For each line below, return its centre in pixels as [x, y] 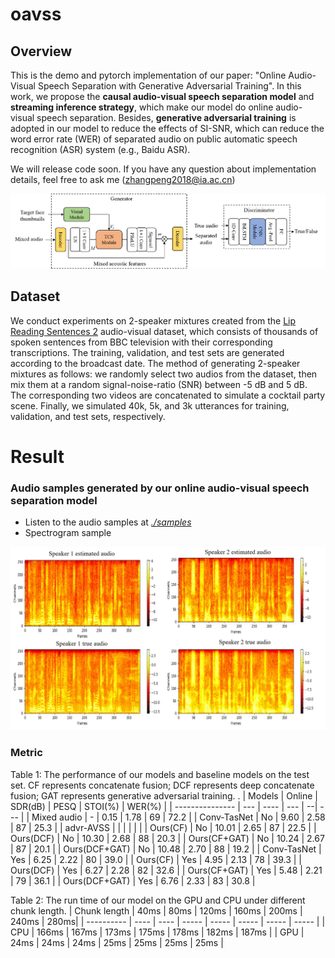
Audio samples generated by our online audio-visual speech [160, 488]
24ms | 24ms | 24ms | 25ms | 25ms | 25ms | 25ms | [117, 942]
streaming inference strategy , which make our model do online [142, 107]
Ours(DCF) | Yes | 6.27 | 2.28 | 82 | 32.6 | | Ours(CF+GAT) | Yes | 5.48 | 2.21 [166, 870]
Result [37, 456]
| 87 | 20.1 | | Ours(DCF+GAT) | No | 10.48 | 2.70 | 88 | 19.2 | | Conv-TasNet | [166, 849]
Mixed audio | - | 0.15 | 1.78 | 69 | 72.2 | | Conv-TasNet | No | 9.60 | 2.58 [178, 817]
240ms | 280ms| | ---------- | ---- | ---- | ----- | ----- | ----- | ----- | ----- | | [168, 921]
